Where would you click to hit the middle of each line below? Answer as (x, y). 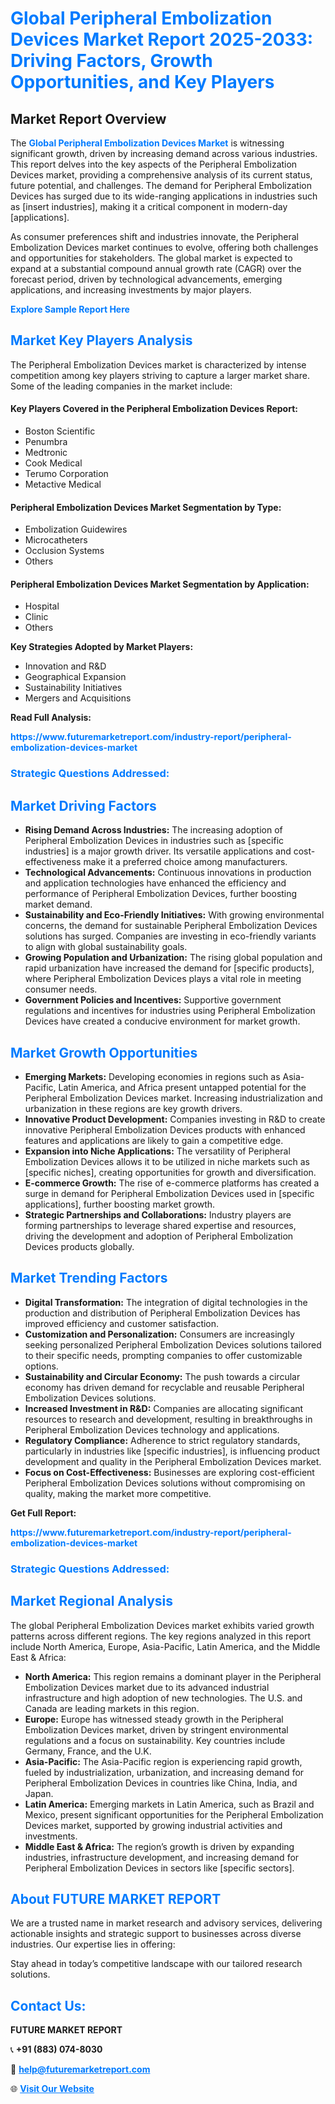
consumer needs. (61, 989)
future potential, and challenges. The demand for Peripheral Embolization (161, 185)
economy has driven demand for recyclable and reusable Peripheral (164, 1387)
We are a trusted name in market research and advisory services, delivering (166, 1923)
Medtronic (46, 453)
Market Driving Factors (83, 805)
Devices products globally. (79, 1246)
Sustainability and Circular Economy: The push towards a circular (162, 1376)
